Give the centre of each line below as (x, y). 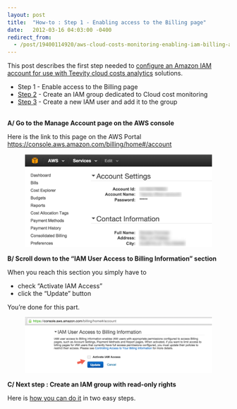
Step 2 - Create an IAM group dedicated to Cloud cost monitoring (113, 95)
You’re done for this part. (43, 307)
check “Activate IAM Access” (60, 286)
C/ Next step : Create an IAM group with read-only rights (92, 384)
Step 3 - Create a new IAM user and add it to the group (97, 102)
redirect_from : (30, 37)
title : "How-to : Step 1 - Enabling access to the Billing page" (107, 22)
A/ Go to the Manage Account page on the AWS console (91, 123)
